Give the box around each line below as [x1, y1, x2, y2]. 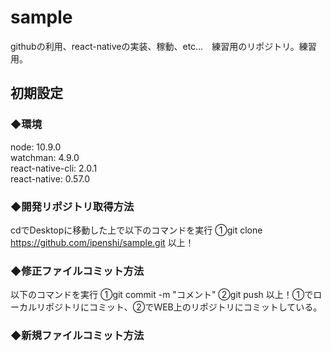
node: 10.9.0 [10, 141, 62, 153]
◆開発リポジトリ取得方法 [10, 199, 135, 213]
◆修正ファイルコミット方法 [10, 264, 145, 278]
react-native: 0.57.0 [10, 172, 91, 185]
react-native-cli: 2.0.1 [10, 162, 98, 174]
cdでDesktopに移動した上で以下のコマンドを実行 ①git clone [10, 224, 263, 236]
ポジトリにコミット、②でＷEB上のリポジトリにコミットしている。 [44, 301, 323, 313]
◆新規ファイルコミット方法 [10, 329, 145, 343]
